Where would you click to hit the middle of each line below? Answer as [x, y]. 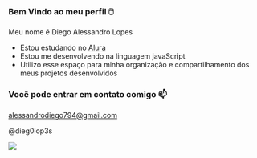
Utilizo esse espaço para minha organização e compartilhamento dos [135, 65]
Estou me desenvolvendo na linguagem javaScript [103, 56]
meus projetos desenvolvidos [69, 73]
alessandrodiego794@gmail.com [63, 115]
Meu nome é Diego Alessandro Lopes [71, 32]
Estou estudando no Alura [63, 48]
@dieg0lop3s [31, 131]
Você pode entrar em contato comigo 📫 [88, 95]
